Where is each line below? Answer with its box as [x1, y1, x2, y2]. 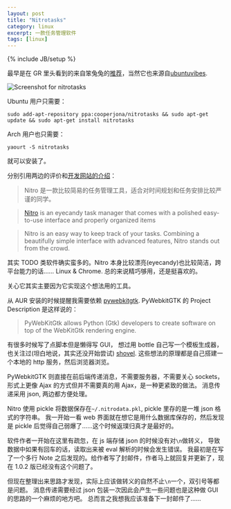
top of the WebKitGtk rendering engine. [24, 326, 137, 335]
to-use [24, 216, 44, 225]
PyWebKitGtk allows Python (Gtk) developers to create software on [24, 319, 216, 327]
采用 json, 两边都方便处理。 [12, 390, 91, 398]
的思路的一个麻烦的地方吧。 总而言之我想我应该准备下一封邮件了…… [7, 494, 202, 503]
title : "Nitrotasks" [7, 17, 67, 24]
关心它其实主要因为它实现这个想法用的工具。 [7, 281, 135, 290]
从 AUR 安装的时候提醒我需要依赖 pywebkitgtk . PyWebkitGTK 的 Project [7, 297, 211, 305]
